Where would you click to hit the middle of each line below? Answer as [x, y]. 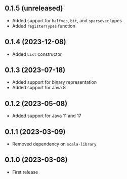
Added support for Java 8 [39, 88]
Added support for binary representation [54, 82]
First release [25, 172]
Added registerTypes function [44, 26]
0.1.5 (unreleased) [34, 8]
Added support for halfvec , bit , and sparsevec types [67, 20]
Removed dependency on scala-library [54, 144]
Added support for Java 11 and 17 [47, 116]
